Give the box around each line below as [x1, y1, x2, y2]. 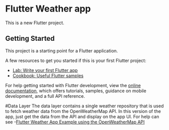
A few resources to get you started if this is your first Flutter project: [5, 57, 146, 63]
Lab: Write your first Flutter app [12, 67, 78, 73]
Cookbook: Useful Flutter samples [12, 73, 84, 79]
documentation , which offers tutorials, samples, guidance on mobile [5, 88, 146, 94]
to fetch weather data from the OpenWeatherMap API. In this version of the [5, 108, 161, 114]
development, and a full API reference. [5, 93, 85, 99]
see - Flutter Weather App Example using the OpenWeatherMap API [5, 119, 145, 125]
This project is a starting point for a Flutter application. [5, 47, 118, 53]
